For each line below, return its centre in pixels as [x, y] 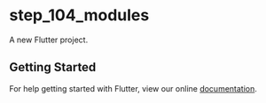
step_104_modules [79, 15]
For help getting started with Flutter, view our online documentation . [133, 88]
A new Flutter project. [49, 40]
